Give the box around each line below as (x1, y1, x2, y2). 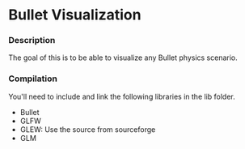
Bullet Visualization (8, 6, 142, 24)
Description (8, 35, 56, 46)
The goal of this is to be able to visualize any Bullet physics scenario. (8, 53, 239, 62)
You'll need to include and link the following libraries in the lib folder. (8, 92, 236, 101)
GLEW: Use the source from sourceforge (19, 124, 156, 134)
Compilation (8, 73, 58, 84)
